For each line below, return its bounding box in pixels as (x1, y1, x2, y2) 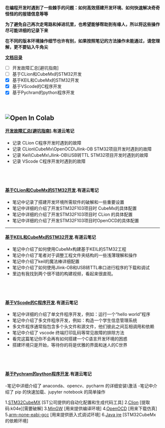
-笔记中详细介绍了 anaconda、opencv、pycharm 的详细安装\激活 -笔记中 (5, 383, 153, 389)
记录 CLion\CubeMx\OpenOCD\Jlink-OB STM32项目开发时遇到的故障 (12, 146, 152, 152)
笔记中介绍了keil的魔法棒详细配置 (12, 258, 80, 264)
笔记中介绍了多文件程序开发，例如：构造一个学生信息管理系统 (12, 317, 137, 323)
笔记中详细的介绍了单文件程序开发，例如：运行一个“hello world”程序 (12, 312, 151, 317)
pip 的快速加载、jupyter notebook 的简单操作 (14, 389, 106, 395)
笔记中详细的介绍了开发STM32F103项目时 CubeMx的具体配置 (12, 205, 137, 211)
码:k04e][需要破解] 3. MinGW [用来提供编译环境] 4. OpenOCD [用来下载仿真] (5, 405, 157, 411)
